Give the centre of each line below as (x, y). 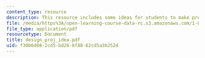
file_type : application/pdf (42, 29)
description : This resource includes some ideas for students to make (98, 18)
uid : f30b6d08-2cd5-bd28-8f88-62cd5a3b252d (63, 46)
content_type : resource (37, 12)
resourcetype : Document (37, 34)
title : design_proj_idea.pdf (43, 40)
